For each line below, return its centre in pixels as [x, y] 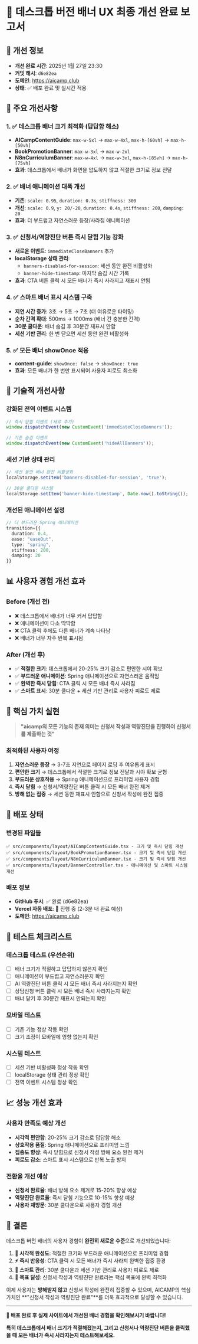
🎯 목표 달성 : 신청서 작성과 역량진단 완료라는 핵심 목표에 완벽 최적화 [90, 1277]
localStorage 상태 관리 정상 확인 [52, 1075]
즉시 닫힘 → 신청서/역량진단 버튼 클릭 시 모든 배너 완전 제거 [82, 787]
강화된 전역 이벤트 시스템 [39, 409]
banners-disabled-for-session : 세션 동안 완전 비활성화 [88, 266]
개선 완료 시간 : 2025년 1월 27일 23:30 [59, 66]
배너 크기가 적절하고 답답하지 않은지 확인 [61, 969]
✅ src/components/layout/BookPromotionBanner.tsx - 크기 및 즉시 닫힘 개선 [96, 853]
